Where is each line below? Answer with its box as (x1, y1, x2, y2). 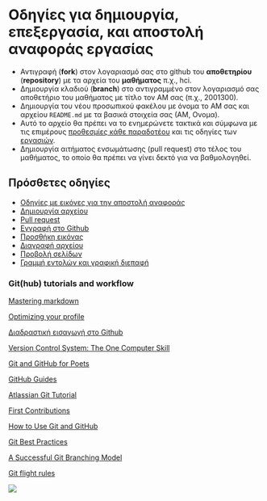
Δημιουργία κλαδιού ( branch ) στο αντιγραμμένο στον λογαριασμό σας (19, 83, 260, 94)
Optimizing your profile (8, 312, 85, 322)
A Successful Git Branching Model (8, 453, 123, 462)
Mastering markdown (8, 297, 79, 306)
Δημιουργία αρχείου (19, 206, 89, 216)
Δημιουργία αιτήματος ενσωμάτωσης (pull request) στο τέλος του (19, 144, 242, 154)
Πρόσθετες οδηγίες (8, 176, 111, 190)
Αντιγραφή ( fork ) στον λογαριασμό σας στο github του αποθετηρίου (19, 66, 252, 76)
